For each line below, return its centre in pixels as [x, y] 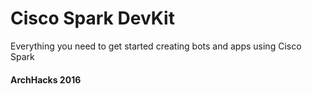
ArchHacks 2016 [46, 79]
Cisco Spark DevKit [92, 18]
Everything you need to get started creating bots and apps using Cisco [156, 46]
